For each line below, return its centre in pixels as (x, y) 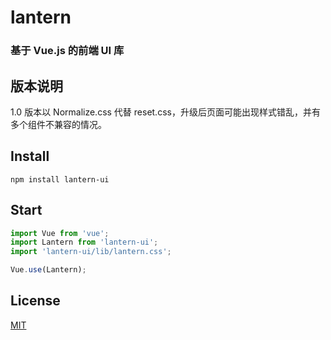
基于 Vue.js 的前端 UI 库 (67, 51)
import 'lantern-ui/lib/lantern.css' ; (91, 252)
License (35, 301)
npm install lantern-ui (60, 179)
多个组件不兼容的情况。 (58, 124)
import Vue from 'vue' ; (60, 233)
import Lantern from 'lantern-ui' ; (84, 242)
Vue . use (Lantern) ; (48, 270)
